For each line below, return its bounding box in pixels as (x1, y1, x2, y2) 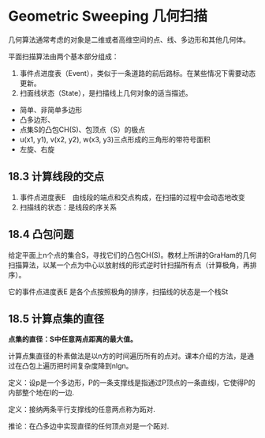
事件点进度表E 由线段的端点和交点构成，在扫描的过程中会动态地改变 (19, 192, 246, 202)
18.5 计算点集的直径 (8, 312, 105, 325)
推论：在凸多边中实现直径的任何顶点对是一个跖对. (8, 421, 170, 431)
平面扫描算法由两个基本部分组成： (8, 51, 119, 61)
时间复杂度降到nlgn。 (62, 361, 133, 371)
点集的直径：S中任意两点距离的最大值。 (8, 334, 138, 344)
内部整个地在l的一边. (8, 388, 75, 398)
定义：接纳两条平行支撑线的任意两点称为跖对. (8, 405, 156, 414)
